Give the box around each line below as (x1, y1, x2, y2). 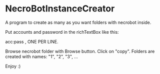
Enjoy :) (5, 63, 21, 69)
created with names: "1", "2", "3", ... (5, 53, 78, 60)
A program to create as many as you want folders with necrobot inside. (5, 19, 151, 25)
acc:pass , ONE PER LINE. (5, 38, 58, 45)
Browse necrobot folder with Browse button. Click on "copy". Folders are (5, 48, 155, 54)
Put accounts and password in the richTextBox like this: (5, 29, 119, 35)
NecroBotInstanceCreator (5, 3, 115, 14)
